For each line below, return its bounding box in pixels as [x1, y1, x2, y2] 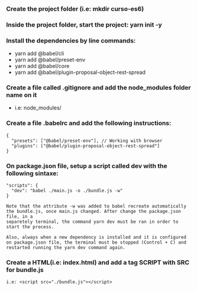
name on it [6, 91, 37, 99]
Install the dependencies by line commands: [6, 36, 136, 44]
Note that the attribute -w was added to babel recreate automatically [6, 203, 186, 209]
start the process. [6, 224, 54, 230]
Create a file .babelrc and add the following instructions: [6, 119, 172, 127]
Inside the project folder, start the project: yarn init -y [6, 20, 163, 28]
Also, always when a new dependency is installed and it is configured [6, 234, 186, 241]
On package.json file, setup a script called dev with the [6, 161, 167, 170]
